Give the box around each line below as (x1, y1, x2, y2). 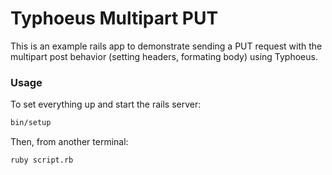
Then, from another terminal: (10, 136, 129, 148)
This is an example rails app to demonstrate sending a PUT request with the (10, 40, 323, 52)
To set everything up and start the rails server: (10, 98, 202, 111)
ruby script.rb (10, 155, 74, 166)
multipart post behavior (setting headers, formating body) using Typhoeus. (10, 50, 318, 62)
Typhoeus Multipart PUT (10, 7, 219, 30)
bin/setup (10, 118, 52, 128)
